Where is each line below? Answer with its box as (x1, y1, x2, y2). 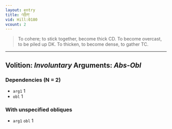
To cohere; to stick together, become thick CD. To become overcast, (17, 36, 162, 42)
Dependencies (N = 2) (5, 76, 61, 83)
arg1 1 (12, 88, 26, 94)
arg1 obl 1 (12, 118, 34, 124)
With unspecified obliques (5, 106, 73, 113)
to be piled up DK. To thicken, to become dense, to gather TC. (17, 41, 148, 48)
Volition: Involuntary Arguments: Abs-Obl (5, 61, 142, 70)
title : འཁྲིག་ (5, 12, 30, 17)
